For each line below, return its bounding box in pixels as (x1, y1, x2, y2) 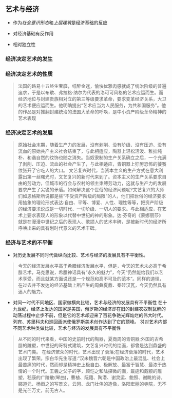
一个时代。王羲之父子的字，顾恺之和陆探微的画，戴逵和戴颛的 (27, 368, 158, 374)
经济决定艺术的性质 (5, 70, 53, 77)
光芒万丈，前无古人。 (22, 387, 68, 393)
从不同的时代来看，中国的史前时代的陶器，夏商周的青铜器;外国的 (17, 335, 155, 342)
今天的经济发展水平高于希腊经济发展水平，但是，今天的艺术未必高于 (17, 263, 162, 269)
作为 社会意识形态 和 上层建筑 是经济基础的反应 (12, 19, 108, 26)
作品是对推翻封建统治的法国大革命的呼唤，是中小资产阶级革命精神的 (22, 109, 167, 115)
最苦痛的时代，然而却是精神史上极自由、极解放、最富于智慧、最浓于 (17, 361, 162, 368)
